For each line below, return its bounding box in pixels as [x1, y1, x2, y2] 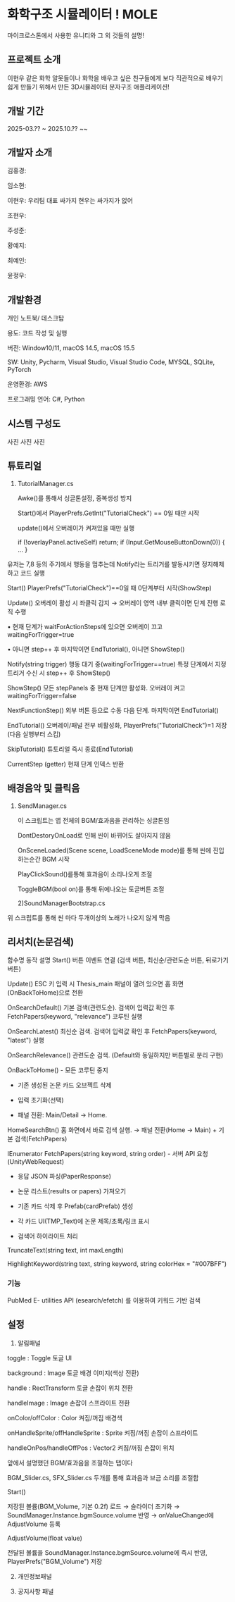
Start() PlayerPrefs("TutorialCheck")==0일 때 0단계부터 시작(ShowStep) [7, 583, 212, 592]
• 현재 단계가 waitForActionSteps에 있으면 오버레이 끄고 [7, 622, 163, 631]
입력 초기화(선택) [17, 1096, 65, 1105]
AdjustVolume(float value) [7, 1534, 83, 1542]
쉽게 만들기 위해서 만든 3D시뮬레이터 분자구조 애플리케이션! [7, 82, 170, 91]
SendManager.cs [17, 801, 67, 810]
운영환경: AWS [7, 380, 48, 388]
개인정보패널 [17, 1572, 53, 1580]
